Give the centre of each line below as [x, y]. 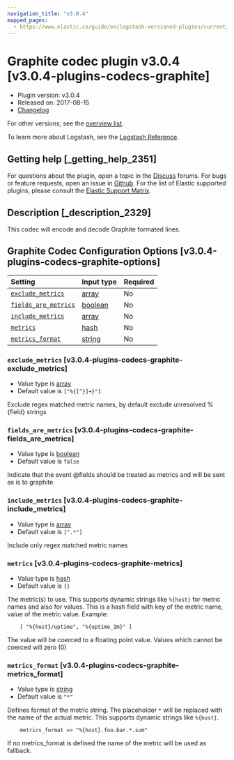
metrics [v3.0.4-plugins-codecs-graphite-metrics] [95, 563]
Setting [23, 282]
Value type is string [45, 689]
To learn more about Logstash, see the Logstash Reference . [93, 137]
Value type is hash [44, 578]
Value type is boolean [48, 454]
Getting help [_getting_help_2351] [82, 159]
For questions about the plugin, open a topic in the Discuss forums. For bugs [117, 176]
